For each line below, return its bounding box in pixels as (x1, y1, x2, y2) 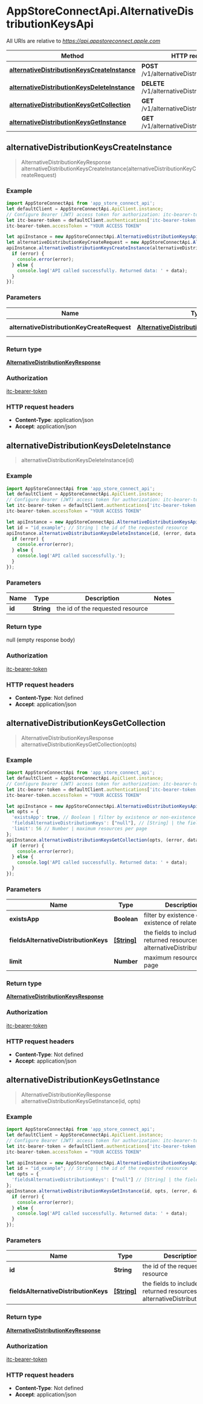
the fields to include (142, 1280, 199, 1288)
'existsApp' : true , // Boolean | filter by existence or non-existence (11, 815, 196, 821)
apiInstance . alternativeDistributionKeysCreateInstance (6, 245, 150, 251)
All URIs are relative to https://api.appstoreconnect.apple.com (6, 37, 161, 44)
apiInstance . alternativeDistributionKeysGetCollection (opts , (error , (6, 837, 185, 843)
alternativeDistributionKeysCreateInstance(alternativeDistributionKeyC (21, 165, 196, 172)
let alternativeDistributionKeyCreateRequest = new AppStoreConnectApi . (6, 240, 193, 246)
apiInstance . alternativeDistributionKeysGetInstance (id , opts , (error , (6, 1187, 190, 1194)
